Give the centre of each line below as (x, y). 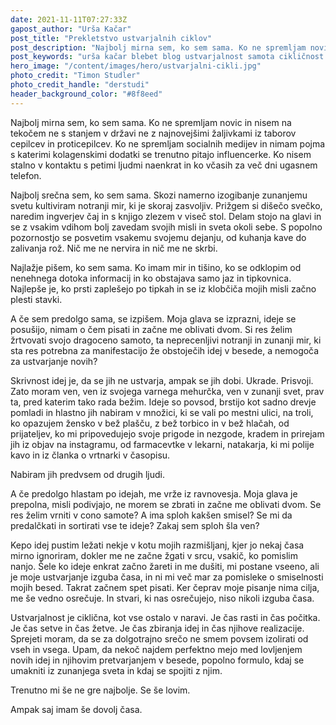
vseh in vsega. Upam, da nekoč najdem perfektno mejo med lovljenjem (156, 649)
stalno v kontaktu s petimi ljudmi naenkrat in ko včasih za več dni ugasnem (164, 165)
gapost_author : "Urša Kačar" (71, 29)
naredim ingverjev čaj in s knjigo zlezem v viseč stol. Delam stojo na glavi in (166, 216)
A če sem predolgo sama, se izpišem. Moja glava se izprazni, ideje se (153, 318)
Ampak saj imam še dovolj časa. (76, 709)
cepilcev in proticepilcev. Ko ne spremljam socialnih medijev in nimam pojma (168, 143)
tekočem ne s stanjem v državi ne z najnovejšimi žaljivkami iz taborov (153, 133)
